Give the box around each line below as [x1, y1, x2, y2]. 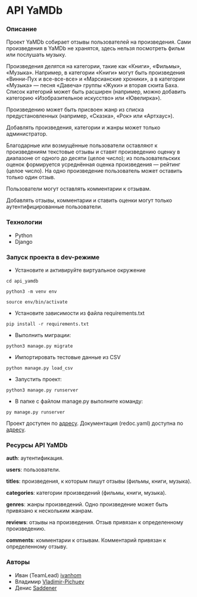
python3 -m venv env [6, 289, 58, 295]
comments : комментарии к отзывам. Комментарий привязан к [6, 537, 167, 544]
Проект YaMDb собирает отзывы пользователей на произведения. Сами [6, 38, 192, 45]
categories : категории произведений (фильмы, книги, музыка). [6, 489, 167, 497]
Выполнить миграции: [14, 332, 71, 339]
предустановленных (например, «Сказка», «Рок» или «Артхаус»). [6, 112, 174, 120]
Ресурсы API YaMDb [6, 441, 68, 449]
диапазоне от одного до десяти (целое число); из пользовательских [6, 155, 180, 162]
